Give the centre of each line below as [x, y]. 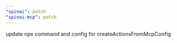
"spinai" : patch [26, 11]
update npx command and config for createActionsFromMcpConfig [89, 34]
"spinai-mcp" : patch [31, 17]
